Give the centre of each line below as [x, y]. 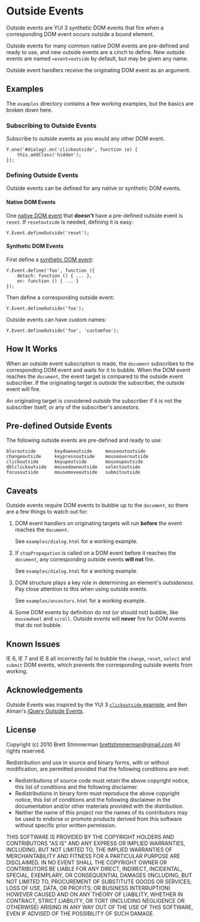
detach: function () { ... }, [55, 276]
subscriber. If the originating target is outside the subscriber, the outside [95, 382]
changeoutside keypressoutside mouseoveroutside [77, 457]
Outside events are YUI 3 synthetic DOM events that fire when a [85, 28]
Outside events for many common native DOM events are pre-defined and [98, 46]
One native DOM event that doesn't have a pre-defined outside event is [95, 215]
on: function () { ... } [48, 281]
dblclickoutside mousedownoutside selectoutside [73, 467]
